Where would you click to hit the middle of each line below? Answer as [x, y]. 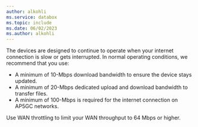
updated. [26, 81]
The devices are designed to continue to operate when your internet [90, 50]
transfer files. [31, 94]
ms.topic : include [29, 23]
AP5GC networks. [37, 106]
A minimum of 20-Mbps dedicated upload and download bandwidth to [101, 87]
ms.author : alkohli [30, 34]
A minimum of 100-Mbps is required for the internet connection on [96, 100]
